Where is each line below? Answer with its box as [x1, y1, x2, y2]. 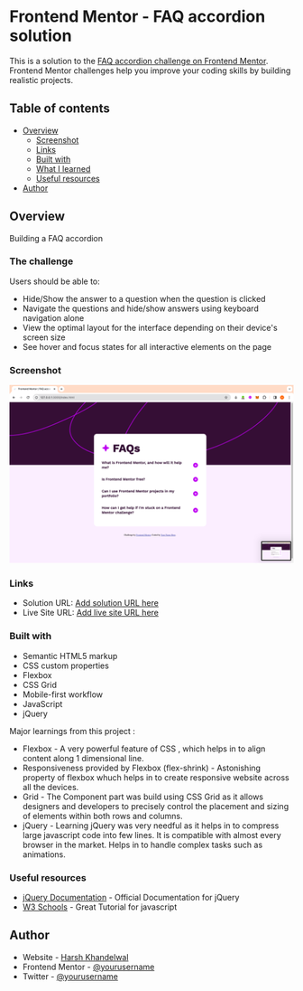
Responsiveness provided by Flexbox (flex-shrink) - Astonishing [22, 762, 262, 773]
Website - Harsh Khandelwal [22, 951, 129, 962]
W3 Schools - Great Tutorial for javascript [22, 901, 178, 912]
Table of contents [9, 101, 110, 117]
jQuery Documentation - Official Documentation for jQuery [22, 892, 240, 903]
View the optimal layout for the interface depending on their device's [22, 322, 278, 333]
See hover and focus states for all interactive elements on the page [22, 341, 272, 352]
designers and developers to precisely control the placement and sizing [22, 800, 289, 811]
